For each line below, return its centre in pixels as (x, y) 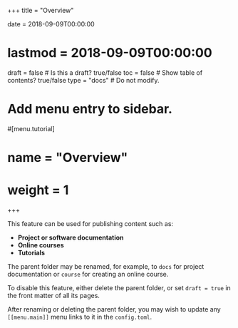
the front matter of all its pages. (53, 296)
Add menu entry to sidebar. (90, 109)
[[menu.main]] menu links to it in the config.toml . (80, 317)
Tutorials (31, 253)
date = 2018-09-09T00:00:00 (51, 24)
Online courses (41, 245)
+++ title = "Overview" (41, 10)
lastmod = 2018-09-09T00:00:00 (110, 53)
